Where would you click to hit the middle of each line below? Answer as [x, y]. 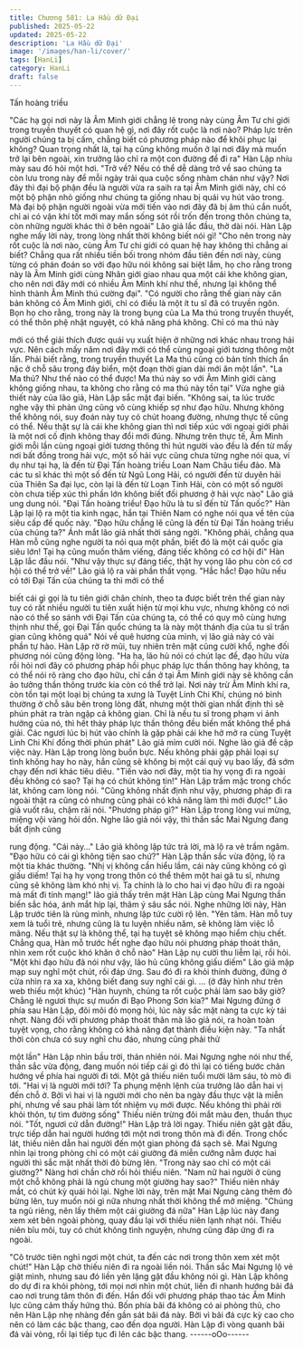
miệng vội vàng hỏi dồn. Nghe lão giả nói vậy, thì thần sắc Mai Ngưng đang [149, 819]
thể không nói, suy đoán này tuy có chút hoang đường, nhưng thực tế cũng [149, 417]
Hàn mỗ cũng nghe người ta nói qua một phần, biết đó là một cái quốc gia [146, 542]
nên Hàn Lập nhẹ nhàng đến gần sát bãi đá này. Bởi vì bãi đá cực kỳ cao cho [152, 1314]
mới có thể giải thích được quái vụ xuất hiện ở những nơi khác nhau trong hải [152, 340]
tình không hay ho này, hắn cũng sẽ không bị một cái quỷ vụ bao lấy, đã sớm [152, 761]
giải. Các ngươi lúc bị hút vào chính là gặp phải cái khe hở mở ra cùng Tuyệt [151, 732]
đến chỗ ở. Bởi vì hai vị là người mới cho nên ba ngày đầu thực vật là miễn [147, 1095]
